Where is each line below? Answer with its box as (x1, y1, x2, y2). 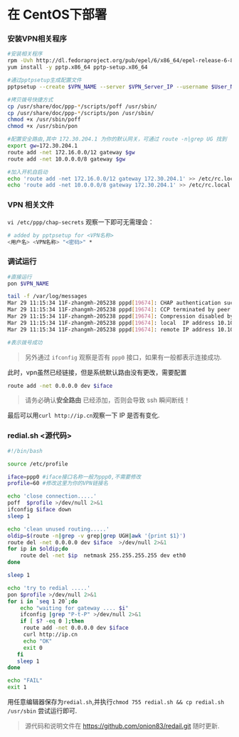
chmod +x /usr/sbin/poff (7, 116, 81, 124)
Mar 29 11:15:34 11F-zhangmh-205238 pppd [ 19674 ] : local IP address (7, 319, 215, 326)
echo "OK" (23, 637, 53, 645)
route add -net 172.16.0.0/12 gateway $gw (7, 149, 135, 156)
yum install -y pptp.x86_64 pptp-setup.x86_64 (7, 64, 148, 71)
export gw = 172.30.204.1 (7, 142, 78, 150)
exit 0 (23, 644, 43, 651)
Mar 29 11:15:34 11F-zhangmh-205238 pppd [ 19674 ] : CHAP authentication (7, 299, 221, 307)
